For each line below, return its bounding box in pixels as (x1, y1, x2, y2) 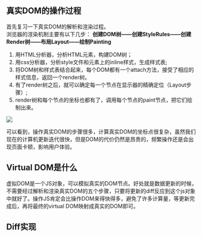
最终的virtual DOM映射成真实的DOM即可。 (32, 202, 139, 210)
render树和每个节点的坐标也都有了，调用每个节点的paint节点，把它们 (15, 96, 187, 103)
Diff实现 (6, 222, 36, 232)
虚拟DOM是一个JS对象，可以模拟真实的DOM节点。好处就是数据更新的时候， (6, 180, 197, 187)
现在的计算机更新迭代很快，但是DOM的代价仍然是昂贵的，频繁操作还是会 (6, 135, 189, 143)
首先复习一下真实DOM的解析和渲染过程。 (6, 23, 109, 30)
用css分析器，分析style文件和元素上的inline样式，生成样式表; (15, 58, 168, 65)
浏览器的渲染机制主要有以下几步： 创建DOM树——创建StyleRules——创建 (6, 30, 192, 37)
